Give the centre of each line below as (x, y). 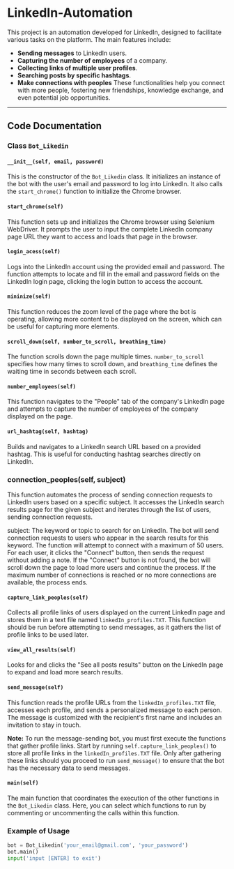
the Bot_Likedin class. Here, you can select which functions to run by (107, 805)
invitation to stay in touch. (44, 725)
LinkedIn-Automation (70, 13)
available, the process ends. (48, 582)
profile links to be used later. (48, 635)
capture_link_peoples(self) (48, 598)
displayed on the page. (40, 416)
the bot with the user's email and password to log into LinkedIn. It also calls (115, 184)
